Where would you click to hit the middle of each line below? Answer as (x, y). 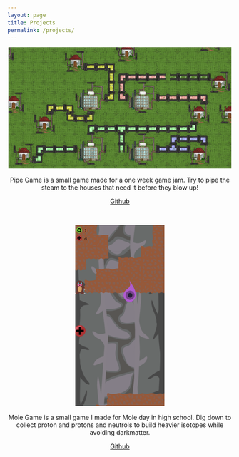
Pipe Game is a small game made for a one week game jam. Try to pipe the (120, 180)
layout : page (27, 15)
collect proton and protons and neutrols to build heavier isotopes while (120, 425)
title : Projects (31, 22)
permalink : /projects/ (41, 30)
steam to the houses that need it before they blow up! (120, 188)
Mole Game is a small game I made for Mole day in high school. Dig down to (120, 417)
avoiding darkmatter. (120, 432)
